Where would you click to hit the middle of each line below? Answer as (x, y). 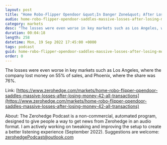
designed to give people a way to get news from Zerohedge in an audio (78, 121)
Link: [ (12, 91)
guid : (11, 51)
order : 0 (14, 56)
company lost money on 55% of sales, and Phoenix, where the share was (80, 76)
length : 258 (17, 38)
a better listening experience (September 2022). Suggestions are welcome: (82, 132)
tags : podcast (20, 47)
